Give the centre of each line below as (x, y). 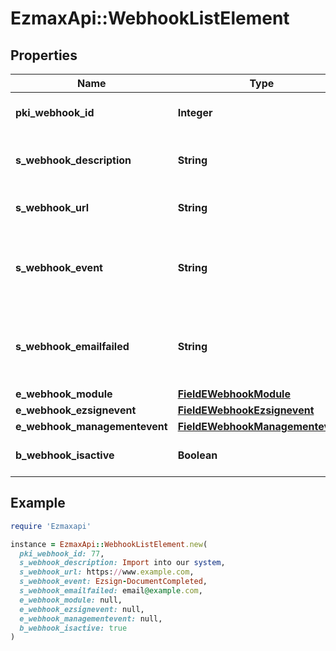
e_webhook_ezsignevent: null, (82, 609)
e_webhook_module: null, (71, 600)
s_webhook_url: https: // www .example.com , (107, 572)
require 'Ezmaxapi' (51, 526)
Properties (44, 55)
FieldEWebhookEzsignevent (246, 410)
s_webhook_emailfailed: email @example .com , (111, 591)
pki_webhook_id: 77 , (62, 553)
